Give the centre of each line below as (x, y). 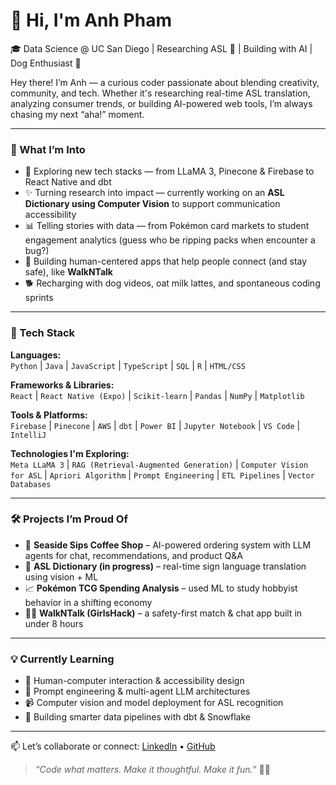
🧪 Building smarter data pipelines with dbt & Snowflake (137, 717)
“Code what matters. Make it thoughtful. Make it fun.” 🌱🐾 (152, 770)
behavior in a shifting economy (88, 602)
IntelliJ (28, 435)
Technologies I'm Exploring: (70, 453)
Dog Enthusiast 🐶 (46, 63)
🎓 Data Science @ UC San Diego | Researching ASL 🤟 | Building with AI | (161, 48)
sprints (39, 298)
